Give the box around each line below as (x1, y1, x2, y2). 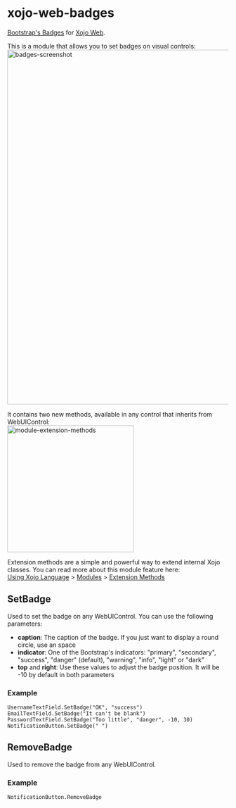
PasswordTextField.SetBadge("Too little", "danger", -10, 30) (7, 717, 193, 724)
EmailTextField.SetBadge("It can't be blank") (7, 710, 146, 717)
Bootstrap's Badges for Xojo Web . (7, 28, 105, 37)
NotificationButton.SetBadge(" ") (7, 723, 109, 730)
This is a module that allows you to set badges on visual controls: (7, 42, 196, 50)
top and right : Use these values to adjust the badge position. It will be (17, 663, 220, 671)
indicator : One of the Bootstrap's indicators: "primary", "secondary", (17, 648, 216, 656)
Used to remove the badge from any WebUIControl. (7, 760, 157, 769)
